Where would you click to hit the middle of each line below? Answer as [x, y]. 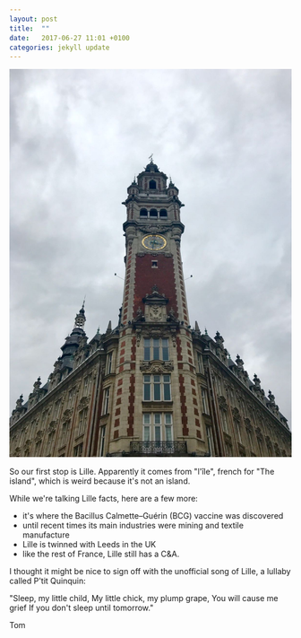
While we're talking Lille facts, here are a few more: [104, 499]
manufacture [46, 535]
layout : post [34, 19]
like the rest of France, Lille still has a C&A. [101, 554]
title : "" [30, 28]
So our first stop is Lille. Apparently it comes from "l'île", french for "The [142, 472]
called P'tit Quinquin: [48, 581]
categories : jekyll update [60, 48]
